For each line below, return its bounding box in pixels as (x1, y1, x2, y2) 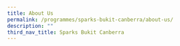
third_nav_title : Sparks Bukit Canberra (7, 28, 125, 36)
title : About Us (7, 9, 54, 17)
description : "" (7, 22, 54, 29)
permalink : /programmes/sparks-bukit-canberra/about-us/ (7, 16, 174, 23)
